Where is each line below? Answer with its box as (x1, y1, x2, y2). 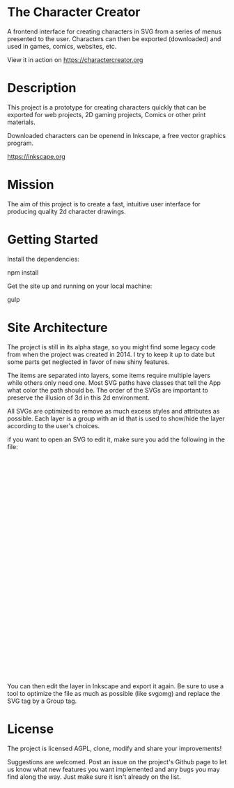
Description (7, 80, 77, 96)
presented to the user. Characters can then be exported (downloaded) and (7, 34, 221, 43)
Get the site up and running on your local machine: (7, 282, 153, 290)
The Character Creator (7, 4, 141, 20)
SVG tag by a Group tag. (7, 697, 77, 705)
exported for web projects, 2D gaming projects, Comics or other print (7, 110, 206, 119)
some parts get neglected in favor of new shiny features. (7, 357, 170, 366)
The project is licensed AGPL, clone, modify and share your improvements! (7, 744, 222, 752)
